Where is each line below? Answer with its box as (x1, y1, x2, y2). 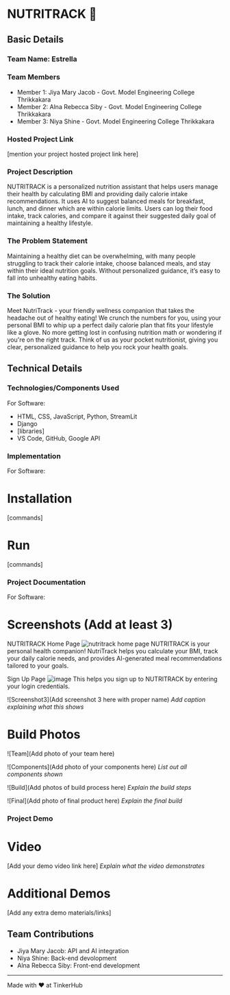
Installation (7, 491, 73, 506)
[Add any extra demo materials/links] (7, 909, 112, 917)
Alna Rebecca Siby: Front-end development (16, 961, 140, 970)
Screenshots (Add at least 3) (7, 617, 173, 633)
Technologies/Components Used (7, 384, 120, 393)
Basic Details (7, 34, 64, 45)
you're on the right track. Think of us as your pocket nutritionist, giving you (7, 336, 218, 344)
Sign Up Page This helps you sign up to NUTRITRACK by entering (7, 675, 218, 683)
